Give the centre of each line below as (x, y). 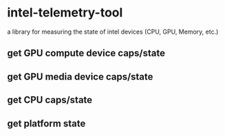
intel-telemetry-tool (65, 13)
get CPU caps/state (50, 100)
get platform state (46, 123)
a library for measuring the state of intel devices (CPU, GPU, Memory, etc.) (113, 32)
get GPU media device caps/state (80, 77)
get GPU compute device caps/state (86, 53)
